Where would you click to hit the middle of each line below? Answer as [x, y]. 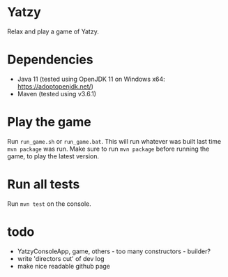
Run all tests [44, 184]
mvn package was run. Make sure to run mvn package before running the [108, 149]
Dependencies [50, 60]
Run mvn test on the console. [50, 204]
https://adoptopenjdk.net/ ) [55, 86]
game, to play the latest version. [53, 156]
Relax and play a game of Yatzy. [53, 31]
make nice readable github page [63, 266]
